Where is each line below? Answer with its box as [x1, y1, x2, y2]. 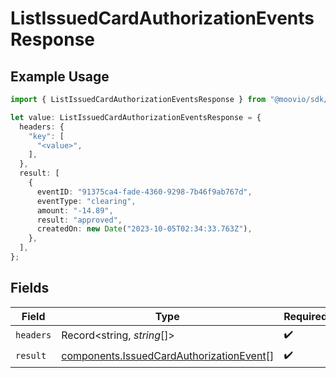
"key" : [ [28, 131, 65, 141]
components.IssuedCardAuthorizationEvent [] [61, 349, 275, 363]
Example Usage [10, 68, 110, 85]
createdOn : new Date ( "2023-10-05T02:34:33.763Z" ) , [36, 224, 253, 234]
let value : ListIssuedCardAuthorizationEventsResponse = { [10, 112, 262, 122]
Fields [10, 280, 50, 297]
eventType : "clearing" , [36, 196, 137, 206]
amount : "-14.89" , [36, 205, 114, 216]
